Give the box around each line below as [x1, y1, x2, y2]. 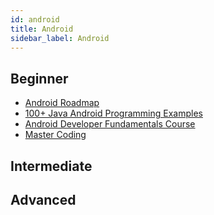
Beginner [10, 70, 69, 87]
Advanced [10, 191, 77, 208]
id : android [10, 14, 60, 25]
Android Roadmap [24, 97, 100, 109]
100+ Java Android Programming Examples [24, 107, 203, 120]
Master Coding [24, 129, 87, 141]
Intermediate [10, 157, 93, 175]
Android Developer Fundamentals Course [24, 118, 196, 130]
